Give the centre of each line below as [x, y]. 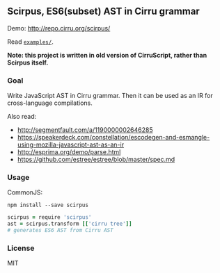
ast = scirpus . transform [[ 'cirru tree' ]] [70, 224]
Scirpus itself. [28, 63]
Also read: [22, 117]
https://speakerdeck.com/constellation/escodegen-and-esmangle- [113, 138]
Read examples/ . [30, 42]
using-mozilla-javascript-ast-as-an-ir [70, 144]
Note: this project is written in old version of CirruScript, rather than [107, 55]
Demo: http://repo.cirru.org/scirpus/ [59, 28]
